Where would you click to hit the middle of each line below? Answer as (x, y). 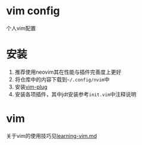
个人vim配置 (21, 28)
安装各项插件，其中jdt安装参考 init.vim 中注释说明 (75, 94)
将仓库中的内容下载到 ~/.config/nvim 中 (62, 79)
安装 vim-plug (31, 87)
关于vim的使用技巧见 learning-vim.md (51, 135)
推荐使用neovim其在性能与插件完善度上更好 (68, 72)
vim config (33, 11)
